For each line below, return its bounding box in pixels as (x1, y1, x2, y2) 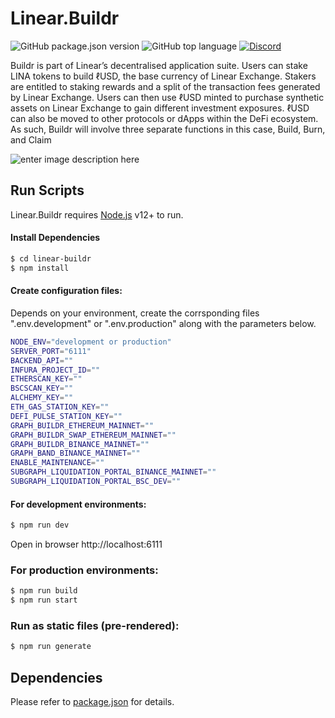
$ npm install (10, 263, 70, 273)
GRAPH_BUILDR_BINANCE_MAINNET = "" (10, 439, 150, 449)
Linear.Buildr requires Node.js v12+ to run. (10, 208, 184, 221)
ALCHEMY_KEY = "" (10, 393, 74, 403)
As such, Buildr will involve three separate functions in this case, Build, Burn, (10, 123, 326, 135)
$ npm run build (10, 586, 78, 596)
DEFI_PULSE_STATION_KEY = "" (10, 411, 123, 421)
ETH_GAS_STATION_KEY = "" (10, 402, 110, 412)
